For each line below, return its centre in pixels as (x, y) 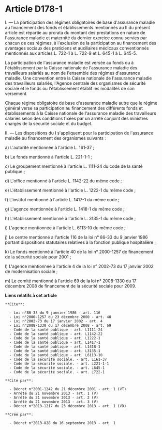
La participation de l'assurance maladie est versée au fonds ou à (69, 63)
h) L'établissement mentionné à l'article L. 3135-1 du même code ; (71, 218)
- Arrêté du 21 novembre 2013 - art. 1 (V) (54, 393)
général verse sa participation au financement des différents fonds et (74, 108)
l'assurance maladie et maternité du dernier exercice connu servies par (76, 38)
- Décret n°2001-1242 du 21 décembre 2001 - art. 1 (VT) (68, 389)
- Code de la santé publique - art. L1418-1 (55, 347)
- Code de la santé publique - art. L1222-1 (55, 338)
